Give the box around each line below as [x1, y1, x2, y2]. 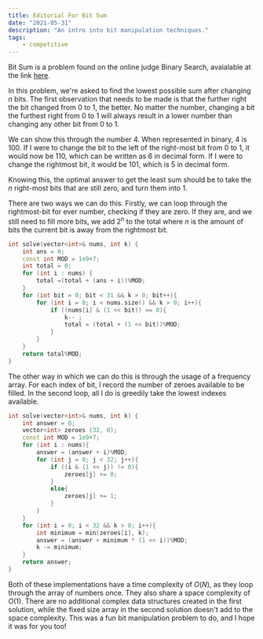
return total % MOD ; [22, 349, 82, 358]
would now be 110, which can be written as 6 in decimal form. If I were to [8, 151, 243, 161]
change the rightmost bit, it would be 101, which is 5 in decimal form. [8, 160, 230, 169]
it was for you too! [8, 621, 67, 630]
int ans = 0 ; [22, 247, 65, 256]
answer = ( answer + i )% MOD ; [36, 449, 128, 456]
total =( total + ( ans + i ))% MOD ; [36, 277, 146, 285]
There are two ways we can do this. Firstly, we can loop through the [8, 198, 228, 209]
